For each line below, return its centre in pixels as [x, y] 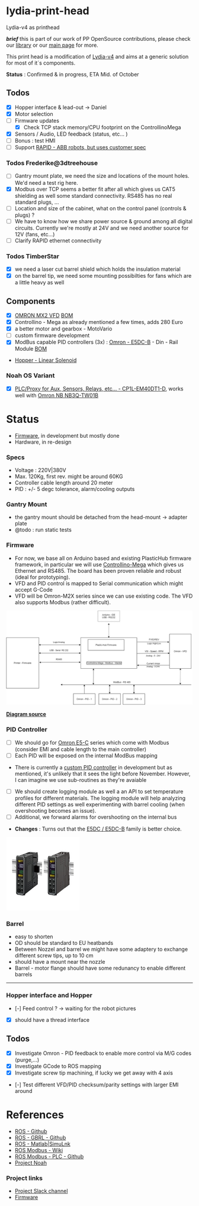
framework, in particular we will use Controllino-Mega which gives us [99, 564]
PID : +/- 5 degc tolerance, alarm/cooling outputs [75, 489]
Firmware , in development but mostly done [67, 435]
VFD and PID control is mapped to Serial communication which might [99, 583]
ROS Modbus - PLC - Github [49, 1156]
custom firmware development [52, 335]
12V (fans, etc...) [35, 234]
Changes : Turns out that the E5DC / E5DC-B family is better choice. [98, 829]
